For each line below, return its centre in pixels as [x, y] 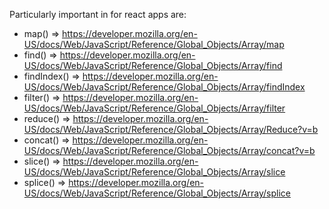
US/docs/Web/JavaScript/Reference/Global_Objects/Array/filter [154, 108]
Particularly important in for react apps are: [98, 14]
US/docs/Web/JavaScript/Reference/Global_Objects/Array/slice [154, 172]
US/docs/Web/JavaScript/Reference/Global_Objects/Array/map [154, 44]
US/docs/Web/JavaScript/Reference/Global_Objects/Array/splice [157, 193]
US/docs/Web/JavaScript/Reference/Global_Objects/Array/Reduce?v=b [171, 129]
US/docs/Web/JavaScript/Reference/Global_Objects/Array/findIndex [164, 87]
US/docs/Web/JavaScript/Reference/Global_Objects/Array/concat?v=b [169, 150]
